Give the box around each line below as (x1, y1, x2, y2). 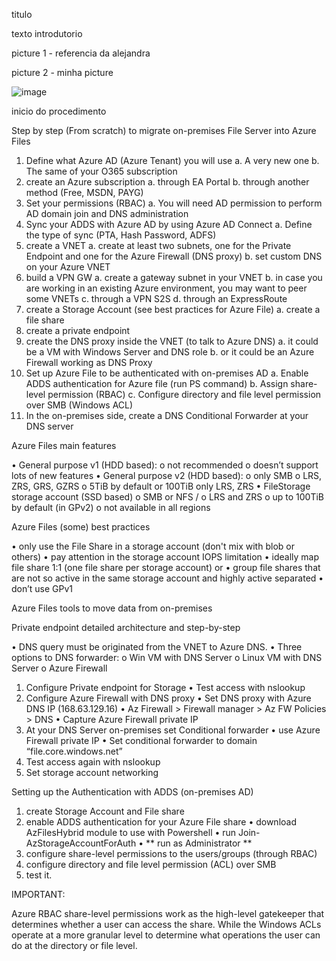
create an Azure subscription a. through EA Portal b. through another (25, 176, 310, 188)
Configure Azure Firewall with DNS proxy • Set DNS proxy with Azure (25, 692, 312, 704)
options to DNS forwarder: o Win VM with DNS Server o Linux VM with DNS (11, 652, 323, 663)
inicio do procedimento (11, 105, 107, 117)
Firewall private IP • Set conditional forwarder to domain (25, 735, 258, 746)
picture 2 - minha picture (11, 67, 114, 78)
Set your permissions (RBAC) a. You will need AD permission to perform (25, 197, 323, 209)
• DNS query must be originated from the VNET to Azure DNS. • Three (11, 641, 303, 653)
